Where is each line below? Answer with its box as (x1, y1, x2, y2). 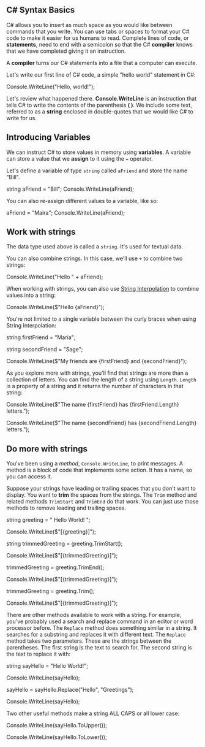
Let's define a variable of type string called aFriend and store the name (6, 167, 188, 174)
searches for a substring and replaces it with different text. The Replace (6, 631, 186, 638)
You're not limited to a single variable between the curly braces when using (6, 315, 196, 323)
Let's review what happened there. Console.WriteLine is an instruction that (6, 94, 197, 102)
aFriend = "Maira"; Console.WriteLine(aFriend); (6, 209, 125, 216)
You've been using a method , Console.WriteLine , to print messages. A (6, 460, 184, 467)
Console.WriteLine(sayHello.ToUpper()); (6, 722, 107, 729)
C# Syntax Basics (6, 5, 75, 15)
